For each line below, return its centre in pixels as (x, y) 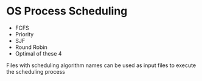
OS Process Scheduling (67, 11)
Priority (24, 34)
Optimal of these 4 (38, 53)
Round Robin (31, 47)
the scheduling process (36, 71)
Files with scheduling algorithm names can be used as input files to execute (101, 65)
